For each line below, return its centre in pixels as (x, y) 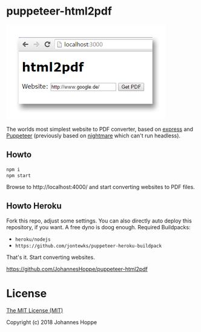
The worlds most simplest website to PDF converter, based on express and (100, 129)
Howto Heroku (34, 206)
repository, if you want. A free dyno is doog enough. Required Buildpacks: (98, 227)
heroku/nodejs (33, 239)
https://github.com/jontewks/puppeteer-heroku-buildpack (88, 246)
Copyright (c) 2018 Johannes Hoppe (52, 322)
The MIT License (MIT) (35, 310)
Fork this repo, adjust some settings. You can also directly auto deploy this (99, 221)
